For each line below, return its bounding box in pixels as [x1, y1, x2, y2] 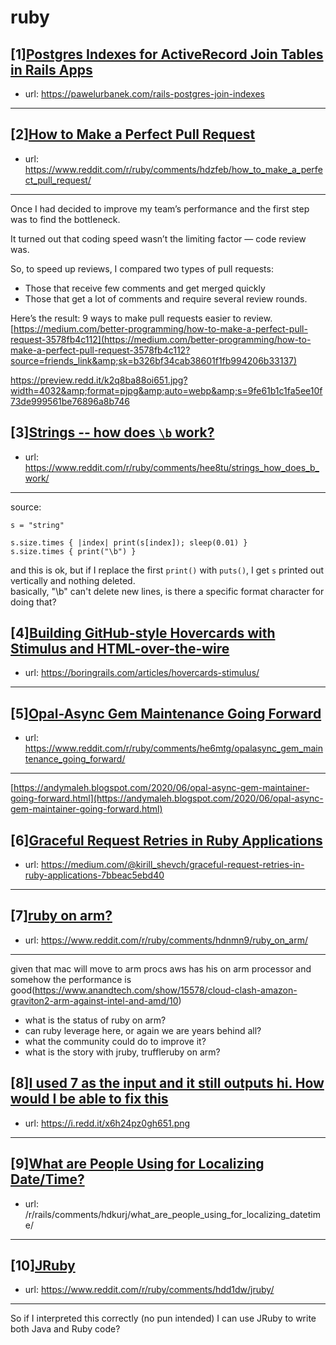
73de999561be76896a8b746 [10, 395, 130, 407]
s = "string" [10, 520, 65, 530]
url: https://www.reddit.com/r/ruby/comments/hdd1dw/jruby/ [24, 1284, 275, 1296]
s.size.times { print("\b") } [10, 546, 137, 556]
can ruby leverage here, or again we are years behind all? [24, 1024, 262, 1036]
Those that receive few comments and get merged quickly [24, 282, 266, 294]
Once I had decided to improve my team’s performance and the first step [10, 202, 310, 215]
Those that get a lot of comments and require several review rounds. [24, 292, 308, 305]
